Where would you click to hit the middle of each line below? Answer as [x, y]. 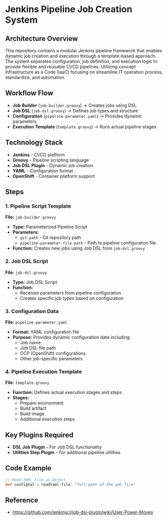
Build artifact [33, 408]
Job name [30, 342]
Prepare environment [42, 403]
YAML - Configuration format [43, 171]
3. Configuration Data [32, 311]
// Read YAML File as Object [36, 480]
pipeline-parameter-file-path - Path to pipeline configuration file [88, 243]
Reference [22, 500]
